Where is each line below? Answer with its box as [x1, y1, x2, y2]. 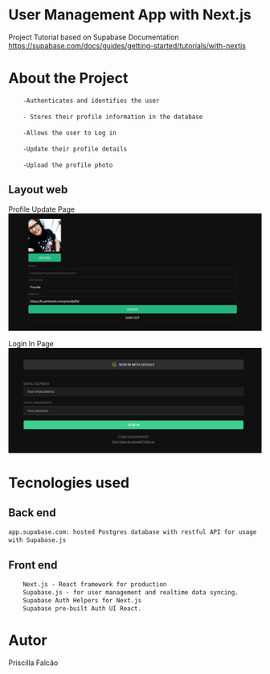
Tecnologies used [8, 473, 130, 492]
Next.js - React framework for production [22, 580, 167, 589]
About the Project [8, 69, 129, 88]
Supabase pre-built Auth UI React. [22, 604, 142, 613]
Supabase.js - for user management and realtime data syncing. [22, 588, 239, 597]
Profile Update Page [8, 204, 75, 214]
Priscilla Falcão [8, 658, 59, 668]
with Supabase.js [8, 536, 67, 544]
